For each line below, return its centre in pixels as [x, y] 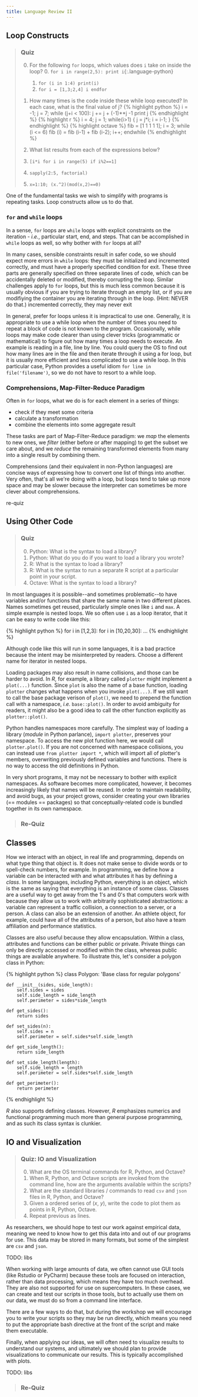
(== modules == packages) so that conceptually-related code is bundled [94, 802]
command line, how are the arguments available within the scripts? [110, 1184]
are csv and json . [27, 1246]
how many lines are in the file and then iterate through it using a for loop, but [99, 354]
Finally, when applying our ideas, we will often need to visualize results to [95, 1342]
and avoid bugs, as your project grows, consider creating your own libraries [98, 796]
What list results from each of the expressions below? [95, 150]
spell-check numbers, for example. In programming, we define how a [90, 870]
